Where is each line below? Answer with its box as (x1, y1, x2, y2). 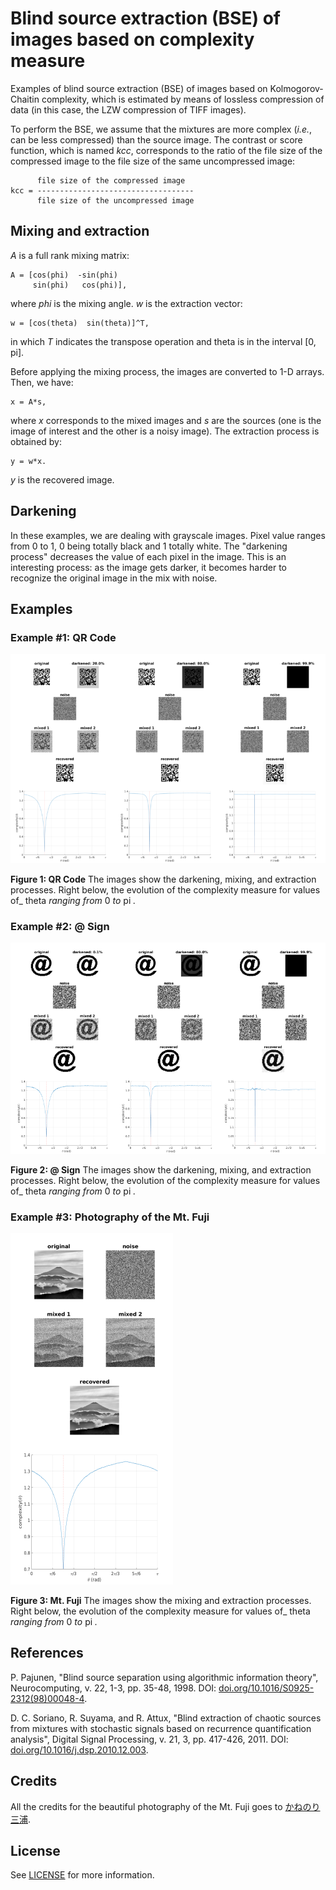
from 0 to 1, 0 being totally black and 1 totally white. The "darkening (10, 540, 288, 552)
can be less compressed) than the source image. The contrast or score (10, 133, 303, 146)
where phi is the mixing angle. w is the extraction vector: (10, 297, 243, 309)
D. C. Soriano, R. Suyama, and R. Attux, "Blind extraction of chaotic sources (10, 1712, 322, 1724)
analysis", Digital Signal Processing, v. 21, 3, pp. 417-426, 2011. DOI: (10, 1733, 289, 1745)
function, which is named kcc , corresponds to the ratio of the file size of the (10, 144, 323, 156)
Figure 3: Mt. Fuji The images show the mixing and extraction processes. (10, 1595, 312, 1607)
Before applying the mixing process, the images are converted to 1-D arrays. (10, 365, 325, 377)
